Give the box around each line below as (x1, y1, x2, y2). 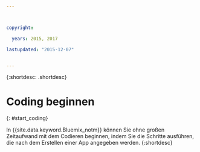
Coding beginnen (6, 95, 95, 109)
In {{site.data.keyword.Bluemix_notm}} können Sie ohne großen (6, 126, 165, 133)
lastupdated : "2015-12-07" (6, 46, 74, 52)
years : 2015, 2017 (11, 36, 59, 42)
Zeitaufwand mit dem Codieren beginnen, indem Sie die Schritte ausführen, (6, 133, 195, 140)
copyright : (6, 25, 34, 31)
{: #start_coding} (6, 115, 48, 122)
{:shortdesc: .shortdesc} (6, 74, 68, 81)
